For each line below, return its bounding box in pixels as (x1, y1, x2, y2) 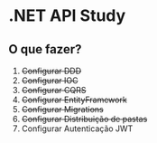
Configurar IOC (21, 75, 78, 86)
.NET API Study (8, 5, 126, 26)
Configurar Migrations (21, 104, 105, 114)
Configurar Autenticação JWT (21, 123, 134, 134)
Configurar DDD (21, 65, 82, 76)
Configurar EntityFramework (21, 94, 127, 105)
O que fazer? (8, 42, 82, 57)
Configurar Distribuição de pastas (21, 114, 148, 124)
